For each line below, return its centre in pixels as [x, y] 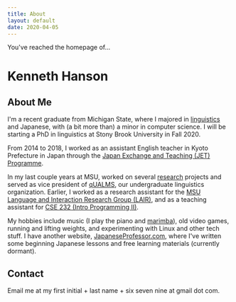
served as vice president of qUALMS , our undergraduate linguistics [106, 185]
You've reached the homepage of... [59, 48]
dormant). [22, 251]
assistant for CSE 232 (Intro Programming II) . [73, 207]
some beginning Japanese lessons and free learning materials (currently [114, 244]
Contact [26, 273]
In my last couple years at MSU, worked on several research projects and [114, 177]
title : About [27, 14]
